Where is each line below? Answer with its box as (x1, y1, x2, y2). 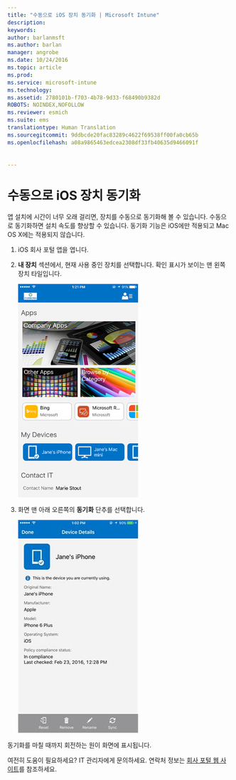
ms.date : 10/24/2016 (7, 57, 69, 64)
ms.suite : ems (7, 117, 50, 124)
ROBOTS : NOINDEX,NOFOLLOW (7, 102, 84, 109)
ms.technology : (7, 86, 53, 94)
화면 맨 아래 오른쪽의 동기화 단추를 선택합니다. (17, 506, 146, 514)
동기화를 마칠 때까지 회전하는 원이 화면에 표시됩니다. (7, 741, 151, 749)
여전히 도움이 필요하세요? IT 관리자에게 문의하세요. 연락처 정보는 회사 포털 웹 (7, 756, 219, 764)
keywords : (7, 26, 37, 33)
